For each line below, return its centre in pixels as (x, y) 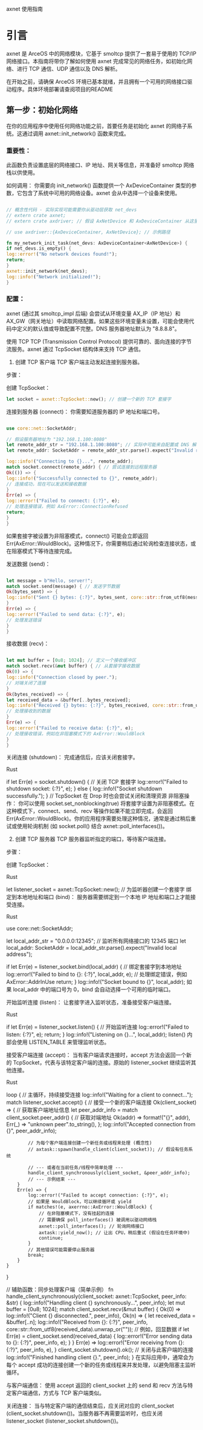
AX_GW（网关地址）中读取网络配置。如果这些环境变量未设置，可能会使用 (98, 321)
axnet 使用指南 (25, 9)
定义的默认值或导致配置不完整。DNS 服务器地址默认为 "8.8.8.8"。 (98, 329)
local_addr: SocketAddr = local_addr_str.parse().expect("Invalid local (92, 948)
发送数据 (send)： (28, 564)
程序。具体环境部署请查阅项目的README (62, 89)
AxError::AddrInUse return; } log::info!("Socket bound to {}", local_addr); (96, 982)
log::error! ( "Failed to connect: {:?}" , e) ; (63, 501)
